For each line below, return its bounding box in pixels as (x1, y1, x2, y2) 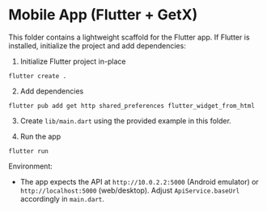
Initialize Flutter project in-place (19, 56, 126, 66)
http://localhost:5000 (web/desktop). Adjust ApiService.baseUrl (19, 185, 240, 195)
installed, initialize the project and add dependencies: (8, 40, 186, 50)
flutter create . (8, 72, 67, 80)
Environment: (8, 161, 53, 171)
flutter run (8, 147, 49, 155)
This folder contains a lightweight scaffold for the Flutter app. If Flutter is (8, 32, 250, 42)
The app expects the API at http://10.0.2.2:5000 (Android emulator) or (19, 177, 259, 186)
